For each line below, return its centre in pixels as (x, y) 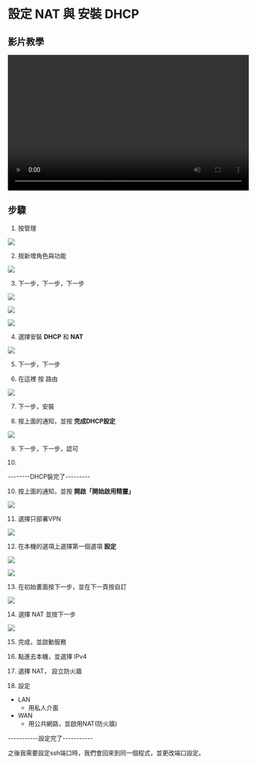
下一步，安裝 (36, 406)
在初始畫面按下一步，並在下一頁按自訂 (72, 587)
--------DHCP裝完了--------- (49, 477)
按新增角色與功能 (42, 255)
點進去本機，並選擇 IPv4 (52, 656)
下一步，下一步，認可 (48, 448)
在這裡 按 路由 (38, 379)
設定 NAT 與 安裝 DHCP (74, 14)
